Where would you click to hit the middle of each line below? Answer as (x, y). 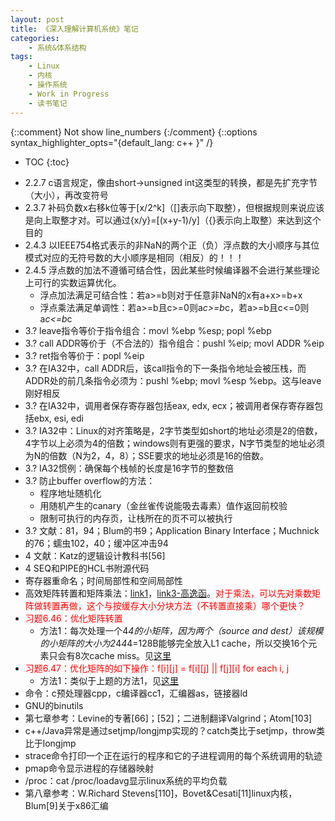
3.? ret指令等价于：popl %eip (84, 355)
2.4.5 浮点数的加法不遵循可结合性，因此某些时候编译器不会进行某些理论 (172, 270)
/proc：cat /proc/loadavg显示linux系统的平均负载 (126, 780)
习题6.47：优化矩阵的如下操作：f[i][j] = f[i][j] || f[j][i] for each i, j (157, 668)
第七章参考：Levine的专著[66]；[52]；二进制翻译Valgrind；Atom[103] (168, 718)
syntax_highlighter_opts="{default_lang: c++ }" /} (112, 142)
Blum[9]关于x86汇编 (66, 805)
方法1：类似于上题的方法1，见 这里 (109, 680)
